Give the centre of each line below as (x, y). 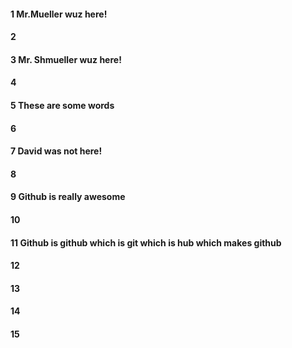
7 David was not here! (56, 151)
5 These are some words (62, 105)
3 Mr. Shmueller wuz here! (66, 59)
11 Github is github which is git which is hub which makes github (146, 242)
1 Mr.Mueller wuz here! (59, 14)
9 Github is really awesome (68, 197)
